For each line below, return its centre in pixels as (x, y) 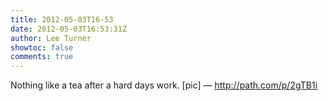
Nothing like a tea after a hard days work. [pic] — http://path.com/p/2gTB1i (164, 85)
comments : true (42, 57)
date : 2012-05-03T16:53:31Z (69, 29)
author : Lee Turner (51, 38)
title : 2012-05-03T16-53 (62, 19)
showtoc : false (42, 47)
